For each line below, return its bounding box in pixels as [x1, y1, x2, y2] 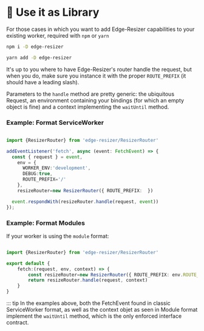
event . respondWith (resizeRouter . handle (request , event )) [12, 198, 159, 205]
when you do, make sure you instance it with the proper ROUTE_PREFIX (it [6, 72, 186, 79]
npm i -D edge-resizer [6, 44, 64, 50]
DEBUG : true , [22, 171, 53, 177]
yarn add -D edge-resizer [6, 55, 72, 61]
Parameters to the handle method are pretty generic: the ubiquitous [6, 90, 175, 98]
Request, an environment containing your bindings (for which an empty [6, 96, 184, 104]
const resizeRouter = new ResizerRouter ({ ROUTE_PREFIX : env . [28, 272, 183, 278]
